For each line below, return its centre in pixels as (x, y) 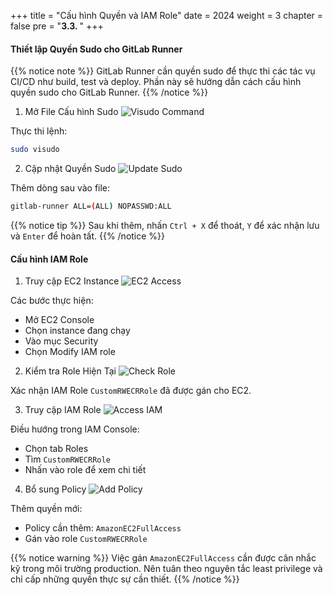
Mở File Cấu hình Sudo (71, 112)
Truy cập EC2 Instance (72, 281)
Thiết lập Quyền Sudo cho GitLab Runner (96, 49)
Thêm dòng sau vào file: (60, 188)
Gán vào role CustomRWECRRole (86, 539)
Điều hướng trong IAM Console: (75, 429)
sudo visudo (35, 150)
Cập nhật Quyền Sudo (70, 169)
